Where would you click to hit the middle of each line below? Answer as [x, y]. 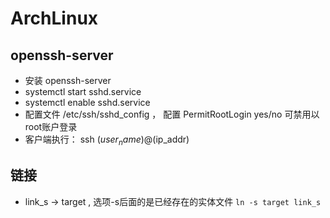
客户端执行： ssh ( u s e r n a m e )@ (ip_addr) [107, 140]
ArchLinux [54, 18]
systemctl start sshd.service [83, 91]
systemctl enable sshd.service [87, 102]
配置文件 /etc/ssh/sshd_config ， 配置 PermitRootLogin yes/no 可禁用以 [172, 114]
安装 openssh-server [68, 80]
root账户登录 [51, 126]
